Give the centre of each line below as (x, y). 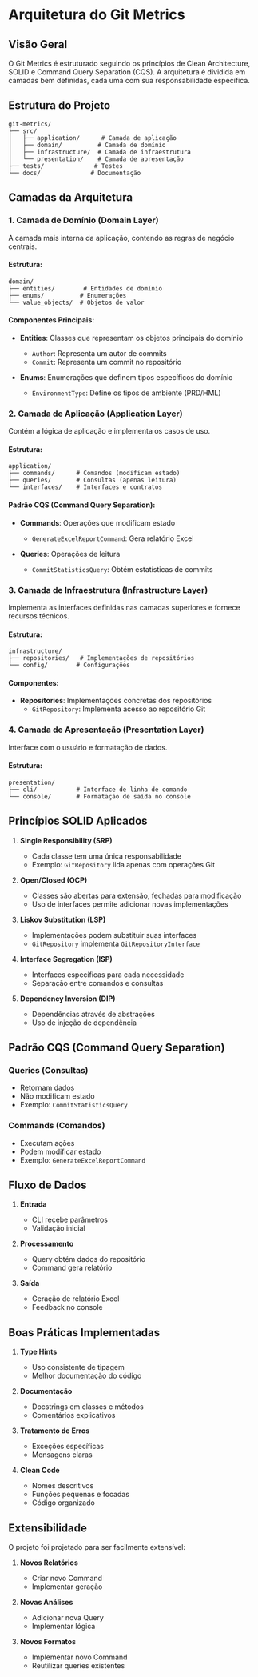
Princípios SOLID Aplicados (78, 821)
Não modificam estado (57, 1096)
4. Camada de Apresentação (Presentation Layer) (106, 730)
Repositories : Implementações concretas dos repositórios (116, 701)
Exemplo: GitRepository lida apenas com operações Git (123, 864)
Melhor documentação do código (87, 1376)
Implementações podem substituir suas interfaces (114, 935)
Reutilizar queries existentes (78, 1666)
